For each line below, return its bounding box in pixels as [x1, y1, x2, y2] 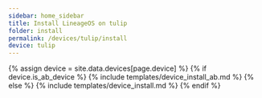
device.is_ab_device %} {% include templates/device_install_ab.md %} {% [8, 72, 255, 82]
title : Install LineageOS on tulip [8, 19, 128, 27]
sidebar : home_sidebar [8, 11, 84, 20]
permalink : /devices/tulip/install [8, 34, 128, 43]
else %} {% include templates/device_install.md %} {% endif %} [8, 81, 221, 91]
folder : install [8, 27, 63, 35]
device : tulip [8, 42, 56, 50]
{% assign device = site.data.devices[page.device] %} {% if [8, 63, 207, 73]
